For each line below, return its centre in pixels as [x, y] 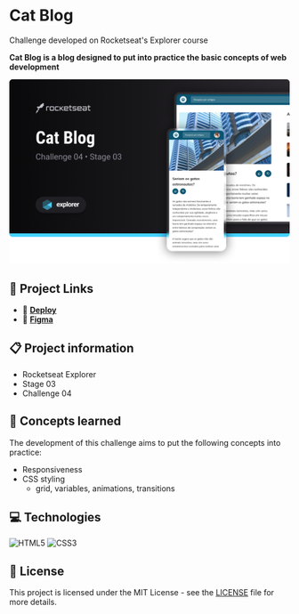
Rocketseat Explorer [59, 374]
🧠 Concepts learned [65, 421]
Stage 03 [39, 384]
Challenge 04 [47, 393]
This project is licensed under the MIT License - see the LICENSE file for [141, 593]
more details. [33, 602]
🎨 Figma [37, 319]
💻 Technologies [55, 517]
